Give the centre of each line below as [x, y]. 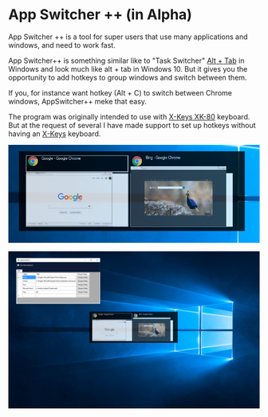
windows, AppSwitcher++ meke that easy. [78, 101]
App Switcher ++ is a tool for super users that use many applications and [128, 37]
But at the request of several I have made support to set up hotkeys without [132, 125]
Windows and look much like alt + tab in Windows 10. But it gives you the [128, 68]
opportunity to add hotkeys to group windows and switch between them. [128, 77]
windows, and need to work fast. [62, 45]
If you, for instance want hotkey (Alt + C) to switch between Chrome [120, 92]
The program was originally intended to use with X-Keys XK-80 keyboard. [129, 116]
